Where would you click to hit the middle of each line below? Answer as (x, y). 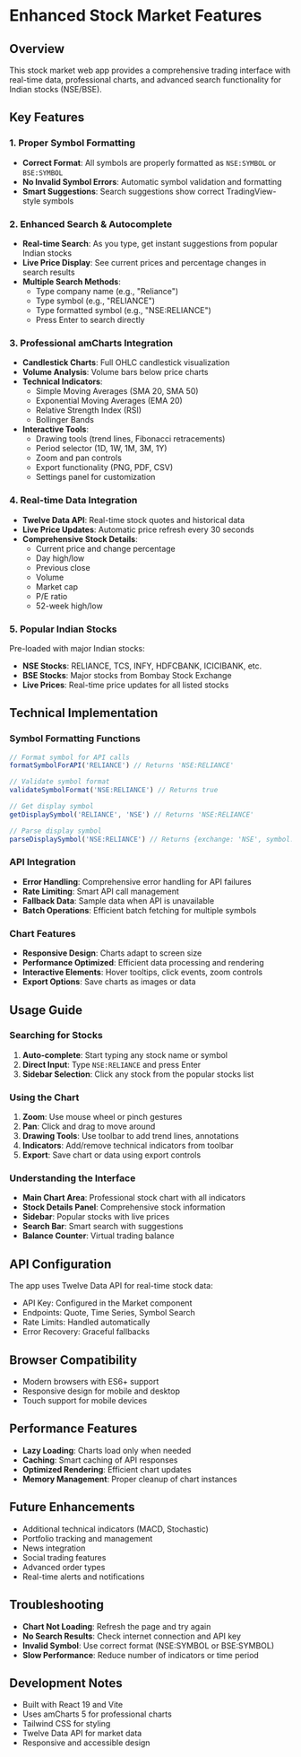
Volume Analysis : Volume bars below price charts (115, 372)
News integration (54, 1548)
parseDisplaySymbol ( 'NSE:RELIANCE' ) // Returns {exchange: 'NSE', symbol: (152, 839)
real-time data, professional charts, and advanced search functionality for (146, 80)
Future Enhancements (73, 1507)
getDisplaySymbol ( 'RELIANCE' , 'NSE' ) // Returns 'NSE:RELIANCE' (132, 814)
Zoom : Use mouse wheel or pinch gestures (102, 1117)
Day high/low (60, 558)
